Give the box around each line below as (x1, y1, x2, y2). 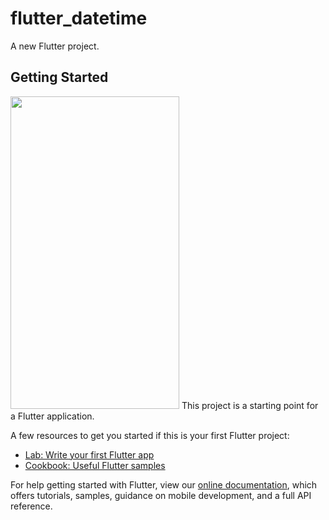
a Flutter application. (10, 410, 95, 422)
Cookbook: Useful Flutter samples (24, 459, 166, 471)
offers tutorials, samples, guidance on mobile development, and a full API (10, 489, 312, 501)
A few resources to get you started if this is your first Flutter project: (10, 429, 290, 441)
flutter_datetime (10, 7, 148, 30)
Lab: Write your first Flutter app (24, 448, 155, 461)
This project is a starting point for (181, 399, 319, 411)
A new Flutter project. (10, 40, 100, 52)
